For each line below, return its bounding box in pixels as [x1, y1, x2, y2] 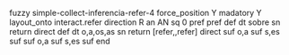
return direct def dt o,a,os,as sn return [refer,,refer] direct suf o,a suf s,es [9, 27, 280, 36]
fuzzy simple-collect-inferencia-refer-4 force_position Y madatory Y [9, 8, 262, 18]
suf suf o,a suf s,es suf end [9, 35, 110, 46]
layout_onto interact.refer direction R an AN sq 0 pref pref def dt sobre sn [9, 17, 281, 27]
